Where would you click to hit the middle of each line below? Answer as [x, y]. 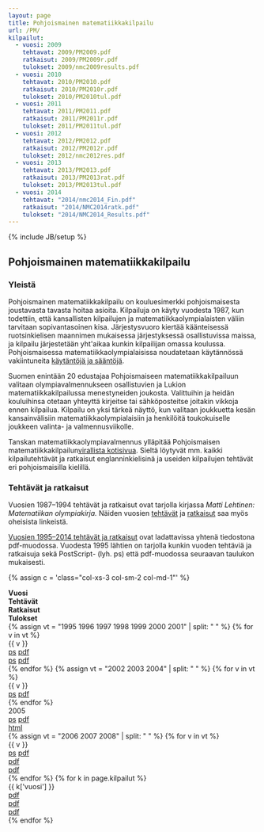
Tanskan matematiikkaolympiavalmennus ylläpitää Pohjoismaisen [114, 441]
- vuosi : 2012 [38, 133]
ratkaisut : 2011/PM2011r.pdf [70, 119]
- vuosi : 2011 [38, 104]
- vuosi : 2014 [38, 192]
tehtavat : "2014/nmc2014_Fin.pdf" [79, 200]
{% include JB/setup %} [47, 237]
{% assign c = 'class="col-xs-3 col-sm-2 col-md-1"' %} [99, 578]
